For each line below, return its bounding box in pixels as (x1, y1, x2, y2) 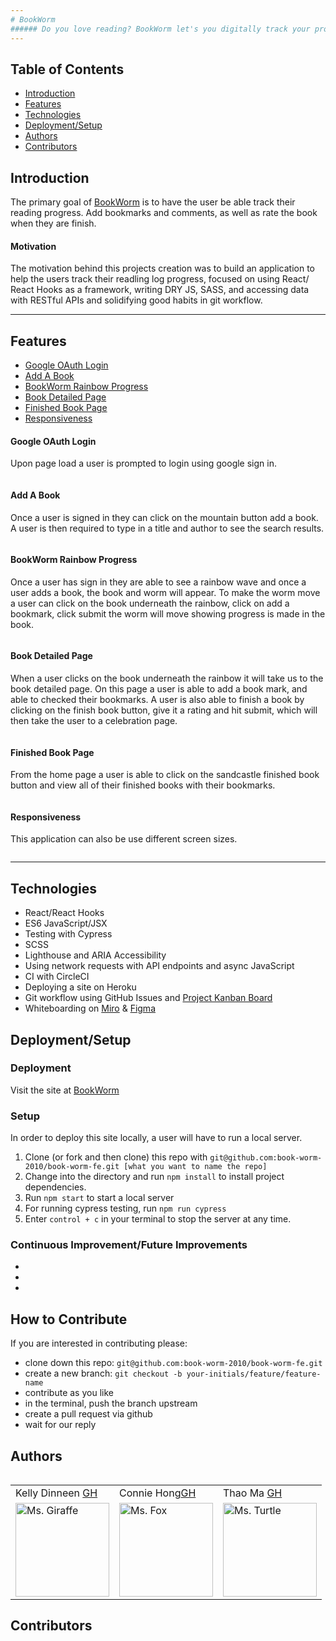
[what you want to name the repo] (123, 1162, 268, 1172)
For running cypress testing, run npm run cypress (24, 1202, 227, 1215)
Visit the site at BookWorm (10, 1084, 120, 1096)
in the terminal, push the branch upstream (24, 1397, 198, 1410)
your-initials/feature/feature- (186, 1369, 322, 1380)
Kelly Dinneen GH (15, 1486, 98, 1500)
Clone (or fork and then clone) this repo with (24, 1151, 208, 1163)
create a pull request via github (24, 1408, 153, 1420)
